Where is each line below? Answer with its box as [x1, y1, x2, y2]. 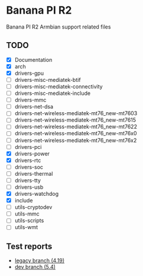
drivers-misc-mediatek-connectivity [14, 83, 103, 90]
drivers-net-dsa [14, 103, 54, 110]
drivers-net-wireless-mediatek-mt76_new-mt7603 [14, 110, 138, 117]
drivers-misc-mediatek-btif [14, 76, 81, 83]
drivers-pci [14, 143, 42, 150]
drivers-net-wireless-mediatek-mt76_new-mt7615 [14, 116, 136, 123]
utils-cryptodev [14, 204, 53, 211]
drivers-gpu [14, 69, 44, 77]
